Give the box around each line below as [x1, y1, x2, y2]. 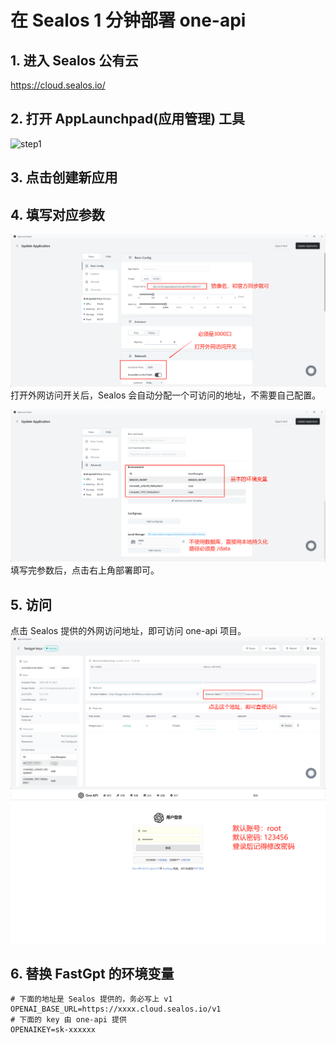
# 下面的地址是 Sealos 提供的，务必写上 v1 [10, 994, 173, 1005]
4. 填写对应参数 [10, 206, 105, 223]
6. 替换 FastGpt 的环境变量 [10, 965, 175, 982]
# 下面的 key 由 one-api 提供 [10, 1015, 127, 1025]
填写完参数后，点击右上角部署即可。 [10, 564, 160, 576]
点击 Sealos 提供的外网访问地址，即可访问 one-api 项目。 [10, 625, 247, 637]
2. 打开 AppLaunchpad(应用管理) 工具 [10, 111, 246, 128]
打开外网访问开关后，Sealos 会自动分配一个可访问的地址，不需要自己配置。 [10, 389, 322, 401]
